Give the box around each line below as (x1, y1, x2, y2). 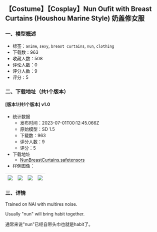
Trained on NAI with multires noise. (5, 201, 77, 207)
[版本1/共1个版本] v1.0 (5, 101, 50, 107)
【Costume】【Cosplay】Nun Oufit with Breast (5, 5, 152, 14)
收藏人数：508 (12, 55, 43, 61)
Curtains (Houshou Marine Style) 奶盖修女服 (5, 14, 145, 23)
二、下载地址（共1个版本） (5, 88, 69, 95)
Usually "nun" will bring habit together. (5, 211, 85, 217)
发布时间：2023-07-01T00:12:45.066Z (19, 120, 99, 126)
